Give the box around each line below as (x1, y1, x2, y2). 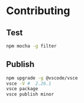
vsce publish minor (6, 91, 54, 98)
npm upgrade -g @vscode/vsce (6, 75, 78, 81)
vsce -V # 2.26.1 (6, 81, 51, 87)
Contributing (6, 4, 70, 18)
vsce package (6, 86, 38, 92)
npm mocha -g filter (6, 43, 57, 49)
